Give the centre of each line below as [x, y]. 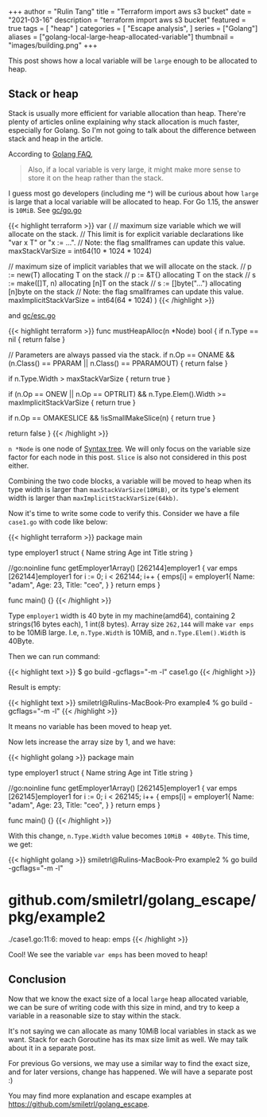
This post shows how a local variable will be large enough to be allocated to [133, 60]
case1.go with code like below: [58, 522]
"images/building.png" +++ [53, 45]
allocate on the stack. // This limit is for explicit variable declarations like [126, 234]
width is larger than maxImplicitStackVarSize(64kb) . [93, 498]
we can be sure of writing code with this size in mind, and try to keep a [124, 1007]
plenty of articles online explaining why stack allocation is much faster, [124, 122]
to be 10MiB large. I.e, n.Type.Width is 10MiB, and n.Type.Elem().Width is [127, 632]
